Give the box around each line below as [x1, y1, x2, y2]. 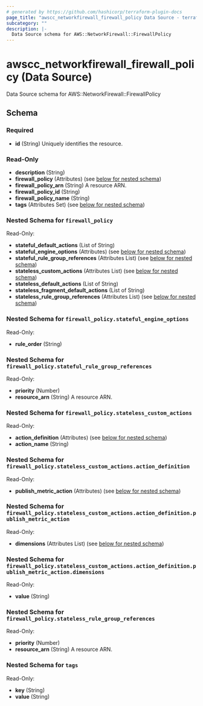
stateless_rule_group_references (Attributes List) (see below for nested [14, 293, 196, 301]
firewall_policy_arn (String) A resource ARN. [14, 182, 127, 189]
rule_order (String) [14, 340, 62, 347]
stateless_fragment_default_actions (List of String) [14, 287, 145, 294]
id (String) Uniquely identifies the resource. [14, 140, 123, 147]
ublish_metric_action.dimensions [6, 568, 105, 576]
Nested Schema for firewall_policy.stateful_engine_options [6, 315, 189, 323]
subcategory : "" [6, 20, 47, 26]
